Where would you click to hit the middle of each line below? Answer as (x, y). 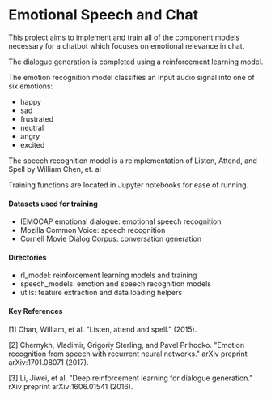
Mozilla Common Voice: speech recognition (93, 230)
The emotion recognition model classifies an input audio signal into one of (131, 77)
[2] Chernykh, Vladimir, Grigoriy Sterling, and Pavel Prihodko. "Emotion (127, 345)
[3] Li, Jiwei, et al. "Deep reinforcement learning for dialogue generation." (131, 378)
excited (32, 144)
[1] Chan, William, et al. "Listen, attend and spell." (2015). (103, 329)
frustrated (37, 118)
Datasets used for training (53, 204)
